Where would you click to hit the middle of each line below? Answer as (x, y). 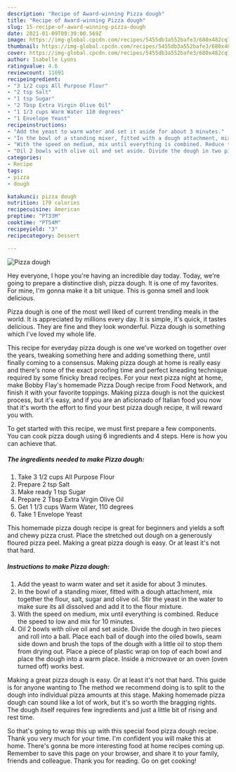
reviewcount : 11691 (36, 72)
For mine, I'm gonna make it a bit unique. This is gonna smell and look (108, 290)
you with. (20, 415)
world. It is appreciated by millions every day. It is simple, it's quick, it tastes (117, 319)
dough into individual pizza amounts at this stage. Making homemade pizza (116, 695)
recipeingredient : (34, 79)
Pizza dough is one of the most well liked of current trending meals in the (113, 311)
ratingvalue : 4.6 (33, 66)
